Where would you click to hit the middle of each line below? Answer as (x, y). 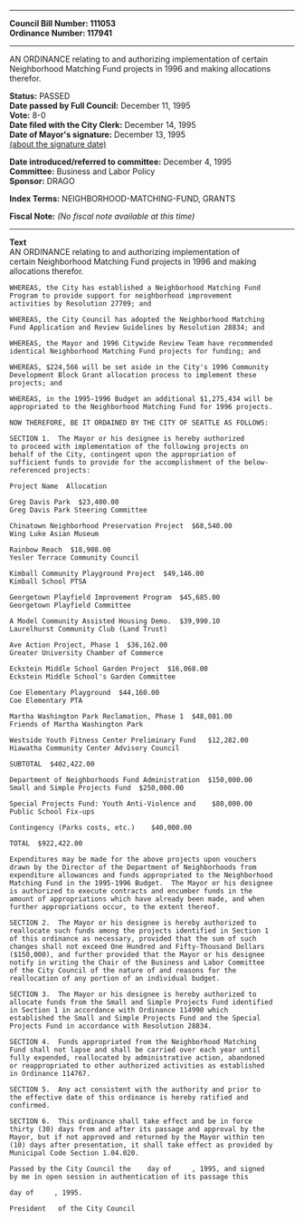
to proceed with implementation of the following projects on (129, 446)
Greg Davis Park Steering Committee (78, 510)
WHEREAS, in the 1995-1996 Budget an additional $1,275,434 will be (141, 399)
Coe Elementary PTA (46, 700)
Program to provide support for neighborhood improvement (121, 296)
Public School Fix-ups (52, 812)
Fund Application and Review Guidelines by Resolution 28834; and (137, 327)
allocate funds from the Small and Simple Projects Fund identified (141, 1002)
